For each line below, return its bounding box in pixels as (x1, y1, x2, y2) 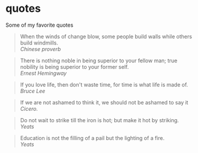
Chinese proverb (20, 45, 61, 52)
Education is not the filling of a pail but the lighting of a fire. (20, 134, 165, 141)
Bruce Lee (20, 87, 46, 94)
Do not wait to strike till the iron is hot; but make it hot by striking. (20, 116, 179, 123)
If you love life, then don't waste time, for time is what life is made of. (20, 81, 189, 88)
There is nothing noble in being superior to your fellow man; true (20, 57, 178, 64)
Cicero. (20, 105, 38, 112)
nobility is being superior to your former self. (20, 63, 129, 70)
